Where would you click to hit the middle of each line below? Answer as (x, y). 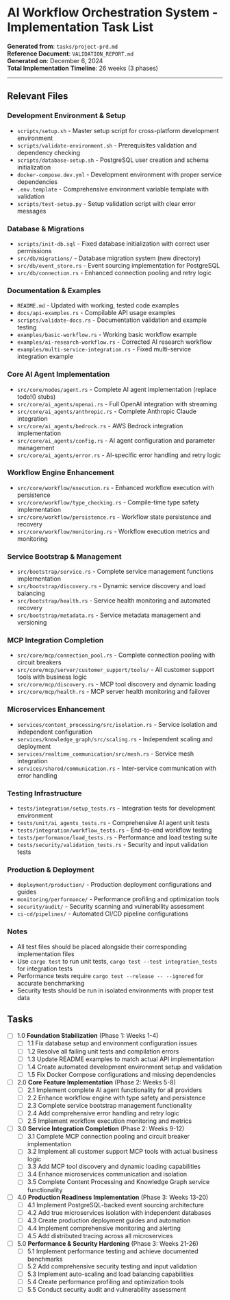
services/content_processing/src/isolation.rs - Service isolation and (117, 724)
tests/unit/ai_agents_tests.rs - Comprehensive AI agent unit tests (113, 823)
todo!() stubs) (36, 397)
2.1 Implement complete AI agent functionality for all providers (115, 1090)
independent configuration (54, 732)
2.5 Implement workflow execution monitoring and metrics (110, 1121)
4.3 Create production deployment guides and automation (109, 1220)
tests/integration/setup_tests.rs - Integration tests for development (116, 808)
